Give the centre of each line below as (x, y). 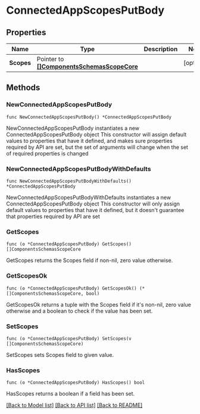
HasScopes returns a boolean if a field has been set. (71, 394)
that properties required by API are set (53, 216)
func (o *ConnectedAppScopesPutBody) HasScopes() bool (76, 383)
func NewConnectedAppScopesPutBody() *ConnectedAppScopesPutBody (89, 117)
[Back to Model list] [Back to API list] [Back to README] (74, 405)
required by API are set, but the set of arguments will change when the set (97, 147)
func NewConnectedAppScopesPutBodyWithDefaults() (69, 181)
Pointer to (50, 59)
